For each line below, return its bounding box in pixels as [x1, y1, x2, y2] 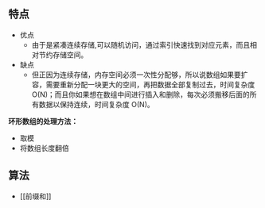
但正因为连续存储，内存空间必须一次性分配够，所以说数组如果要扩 [31, 70, 248, 79]
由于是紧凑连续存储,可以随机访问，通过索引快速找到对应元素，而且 [31, 40, 251, 49]
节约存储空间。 [38, 50, 88, 60]
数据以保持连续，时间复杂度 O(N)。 [38, 99, 154, 109]
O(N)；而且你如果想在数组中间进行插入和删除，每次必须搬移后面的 [31, 90, 251, 99]
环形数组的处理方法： [8, 116, 78, 125]
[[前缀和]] [19, 191, 52, 201]
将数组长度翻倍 [19, 143, 69, 152]
